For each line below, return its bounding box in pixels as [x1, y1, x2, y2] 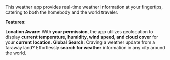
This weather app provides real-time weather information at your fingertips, [5, 4, 163, 10]
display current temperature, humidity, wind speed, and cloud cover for [5, 34, 158, 40]
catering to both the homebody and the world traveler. [5, 9, 119, 15]
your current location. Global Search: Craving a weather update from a [5, 39, 155, 45]
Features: [5, 19, 26, 25]
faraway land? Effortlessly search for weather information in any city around [5, 45, 165, 50]
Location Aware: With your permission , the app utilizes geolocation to [5, 29, 153, 34]
